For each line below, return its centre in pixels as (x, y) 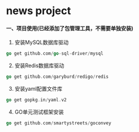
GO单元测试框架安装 (39, 112)
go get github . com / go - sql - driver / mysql (55, 54)
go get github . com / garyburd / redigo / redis (57, 77)
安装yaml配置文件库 (38, 89)
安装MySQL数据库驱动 (41, 42)
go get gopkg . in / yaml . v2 (36, 100)
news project (39, 11)
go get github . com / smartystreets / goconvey (59, 123)
